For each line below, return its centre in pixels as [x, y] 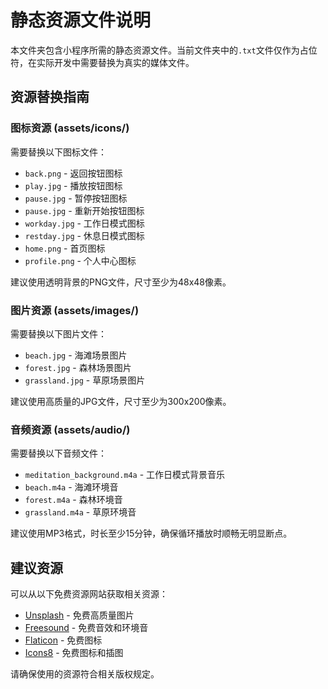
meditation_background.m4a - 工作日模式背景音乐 [125, 475]
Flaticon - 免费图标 [63, 640]
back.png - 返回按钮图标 [73, 173]
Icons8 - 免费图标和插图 [74, 653]
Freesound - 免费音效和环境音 [86, 628]
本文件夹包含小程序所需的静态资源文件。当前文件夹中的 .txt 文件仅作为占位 [164, 50]
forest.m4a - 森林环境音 [73, 500]
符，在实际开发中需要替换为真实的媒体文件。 [102, 62]
